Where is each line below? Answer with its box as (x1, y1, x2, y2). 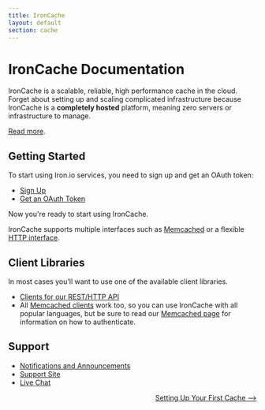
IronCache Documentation (8, 60, 185, 78)
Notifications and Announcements (19, 360, 131, 371)
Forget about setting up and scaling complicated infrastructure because (8, 95, 242, 104)
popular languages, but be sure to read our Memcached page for (19, 308, 231, 318)
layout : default (8, 19, 62, 27)
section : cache (8, 26, 58, 34)
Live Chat (19, 378, 51, 387)
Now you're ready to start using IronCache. (8, 210, 148, 219)
